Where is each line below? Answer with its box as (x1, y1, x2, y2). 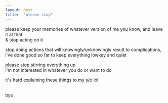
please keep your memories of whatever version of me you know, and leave (5, 26, 163, 32)
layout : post (5, 7, 33, 13)
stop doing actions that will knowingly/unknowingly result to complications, (5, 46, 162, 53)
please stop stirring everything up (5, 62, 76, 68)
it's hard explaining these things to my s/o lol (5, 77, 99, 83)
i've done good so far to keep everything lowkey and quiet (5, 51, 127, 58)
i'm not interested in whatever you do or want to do (5, 67, 112, 73)
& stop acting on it (5, 36, 43, 43)
